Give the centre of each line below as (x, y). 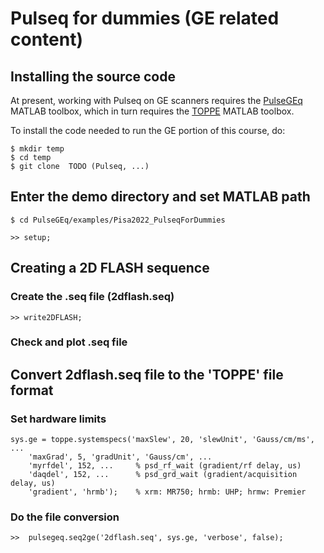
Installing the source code (93, 76)
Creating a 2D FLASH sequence (110, 268)
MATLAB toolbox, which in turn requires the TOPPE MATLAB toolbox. (152, 111)
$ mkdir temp (37, 149)
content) (46, 39)
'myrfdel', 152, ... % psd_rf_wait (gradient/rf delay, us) (165, 466)
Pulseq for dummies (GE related (145, 18)
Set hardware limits (58, 419)
